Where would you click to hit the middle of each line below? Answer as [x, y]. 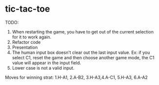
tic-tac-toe [27, 9]
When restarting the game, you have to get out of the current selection [83, 32]
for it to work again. [32, 37]
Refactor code [26, 42]
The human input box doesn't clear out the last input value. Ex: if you [81, 52]
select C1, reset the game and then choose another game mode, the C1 [83, 57]
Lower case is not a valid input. [43, 68]
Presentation [25, 47]
